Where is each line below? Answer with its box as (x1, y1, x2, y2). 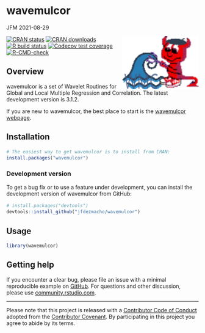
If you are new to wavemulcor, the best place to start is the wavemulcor (6, 108, 186, 115)
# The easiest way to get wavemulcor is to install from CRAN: (6, 148, 171, 155)
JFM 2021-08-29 (6, 24, 49, 31)
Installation (6, 132, 50, 142)
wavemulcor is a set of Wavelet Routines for (6, 82, 117, 90)
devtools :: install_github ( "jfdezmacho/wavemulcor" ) (6, 209, 140, 215)
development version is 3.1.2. (6, 95, 79, 103)
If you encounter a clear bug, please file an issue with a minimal (6, 276, 167, 283)
